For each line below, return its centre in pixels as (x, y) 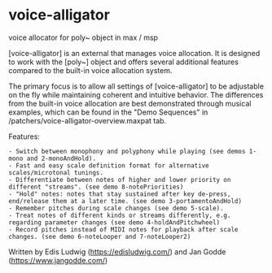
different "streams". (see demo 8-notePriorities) (96, 187)
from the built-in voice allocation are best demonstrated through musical (130, 103)
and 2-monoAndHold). (61, 158)
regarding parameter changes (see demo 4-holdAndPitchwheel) (114, 222)
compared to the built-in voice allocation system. (90, 70)
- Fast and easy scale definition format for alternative (109, 165)
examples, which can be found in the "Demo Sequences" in (108, 112)
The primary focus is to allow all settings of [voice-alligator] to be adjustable (136, 86)
